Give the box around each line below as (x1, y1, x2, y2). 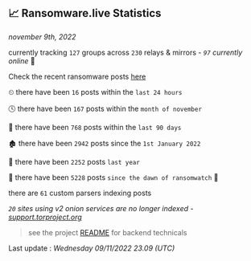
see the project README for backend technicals (27, 227, 187, 237)
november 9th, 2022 (8, 31, 76, 42)
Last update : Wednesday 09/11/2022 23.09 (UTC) (8, 243, 175, 253)
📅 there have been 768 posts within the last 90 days (8, 122, 182, 132)
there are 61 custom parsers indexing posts (8, 188, 152, 198)
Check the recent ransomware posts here (8, 71, 146, 81)
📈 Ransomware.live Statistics (8, 6, 162, 20)
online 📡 (8, 55, 35, 66)
